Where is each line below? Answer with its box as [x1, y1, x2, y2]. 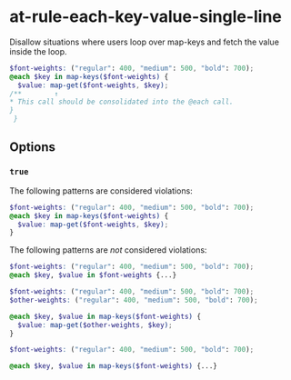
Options [9, 139, 56, 155]
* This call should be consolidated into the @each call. [9, 97, 234, 106]
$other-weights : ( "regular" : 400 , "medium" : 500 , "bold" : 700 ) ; [9, 295, 258, 305]
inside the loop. [9, 45, 67, 56]
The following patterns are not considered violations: [9, 245, 207, 255]
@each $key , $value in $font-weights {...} [9, 271, 177, 280]
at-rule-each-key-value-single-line [9, 6, 282, 27]
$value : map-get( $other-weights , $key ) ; [17, 320, 173, 329]
